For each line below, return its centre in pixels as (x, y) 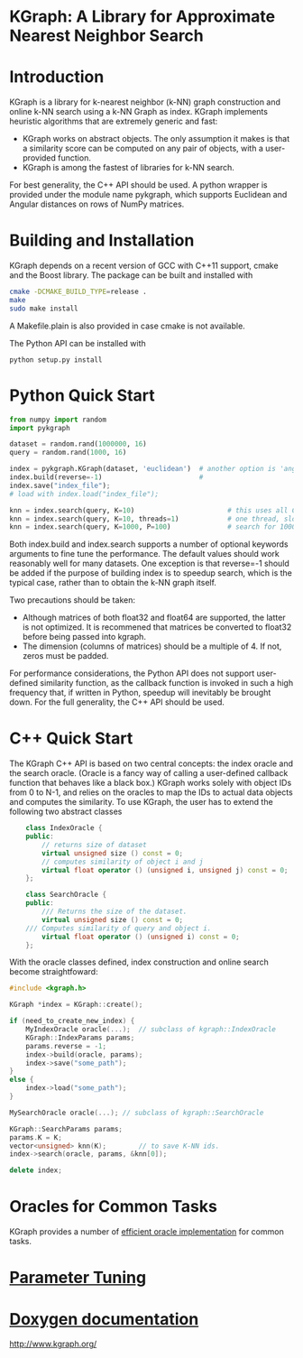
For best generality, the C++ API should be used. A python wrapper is (138, 185)
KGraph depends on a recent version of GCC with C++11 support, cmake (144, 266)
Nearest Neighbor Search (107, 36)
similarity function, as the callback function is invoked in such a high (167, 683)
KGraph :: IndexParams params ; (80, 1038)
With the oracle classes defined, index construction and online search (139, 962)
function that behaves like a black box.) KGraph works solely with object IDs (151, 783)
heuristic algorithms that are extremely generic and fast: (114, 121)
